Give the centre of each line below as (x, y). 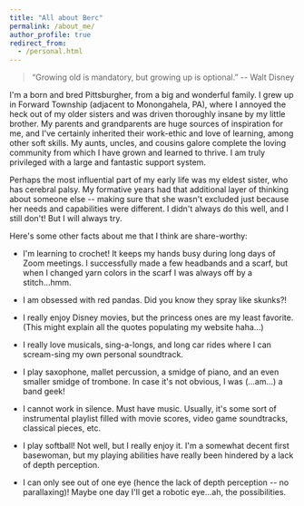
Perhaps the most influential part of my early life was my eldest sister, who (149, 180)
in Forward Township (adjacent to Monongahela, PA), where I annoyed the (148, 104)
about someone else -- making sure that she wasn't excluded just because (149, 199)
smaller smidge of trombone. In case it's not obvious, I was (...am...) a (152, 382)
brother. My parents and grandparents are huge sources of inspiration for (147, 124)
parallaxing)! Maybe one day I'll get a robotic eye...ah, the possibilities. (154, 492)
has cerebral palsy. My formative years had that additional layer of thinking (149, 190)
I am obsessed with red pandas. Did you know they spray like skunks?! (155, 300)
